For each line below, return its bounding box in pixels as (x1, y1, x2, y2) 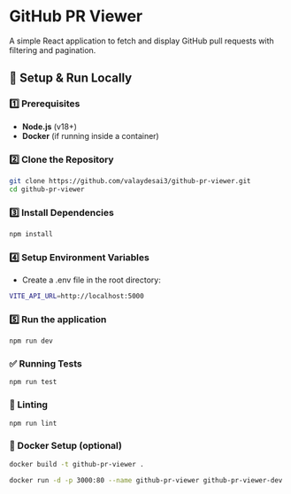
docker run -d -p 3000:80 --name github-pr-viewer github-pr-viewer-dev (9, 475, 283, 484)
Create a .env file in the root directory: (21, 274, 161, 285)
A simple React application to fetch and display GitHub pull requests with (9, 35, 274, 46)
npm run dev (9, 336, 53, 346)
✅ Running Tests (9, 358, 82, 370)
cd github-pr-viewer (9, 184, 86, 194)
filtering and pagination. (9, 44, 96, 55)
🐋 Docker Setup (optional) (9, 440, 122, 452)
